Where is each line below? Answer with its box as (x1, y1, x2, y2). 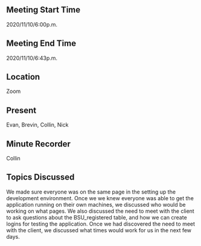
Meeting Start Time (6, 5, 81, 15)
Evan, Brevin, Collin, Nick (6, 121, 69, 128)
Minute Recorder (6, 139, 71, 149)
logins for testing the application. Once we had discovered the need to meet (6, 220, 195, 227)
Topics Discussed (6, 172, 75, 183)
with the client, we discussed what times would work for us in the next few (6, 226, 192, 234)
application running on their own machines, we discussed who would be (6, 201, 186, 208)
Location (6, 72, 40, 82)
